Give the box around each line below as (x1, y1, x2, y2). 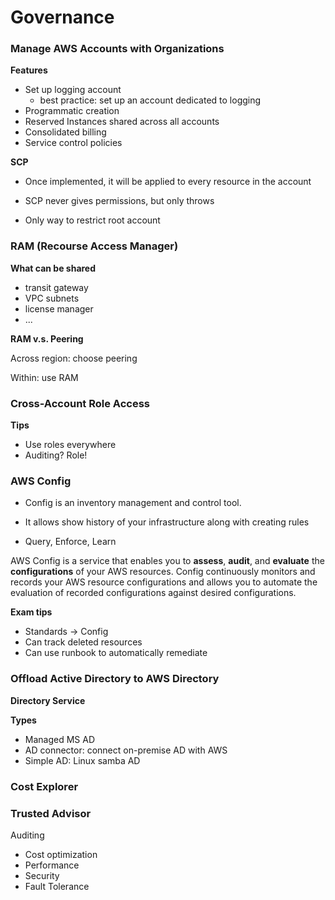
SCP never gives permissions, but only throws (24, 195, 215, 207)
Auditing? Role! (24, 449, 88, 461)
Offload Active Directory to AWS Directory (10, 672, 220, 686)
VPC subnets (24, 292, 80, 304)
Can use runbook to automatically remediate (24, 647, 208, 659)
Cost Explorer (10, 779, 79, 793)
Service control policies (24, 137, 123, 149)
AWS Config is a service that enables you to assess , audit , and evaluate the (10, 555, 325, 567)
